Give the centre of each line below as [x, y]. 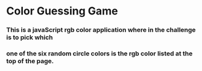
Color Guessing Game [62, 11]
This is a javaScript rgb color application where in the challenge [101, 30]
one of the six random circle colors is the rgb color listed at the [99, 54]
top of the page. [30, 61]
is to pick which [30, 37]
